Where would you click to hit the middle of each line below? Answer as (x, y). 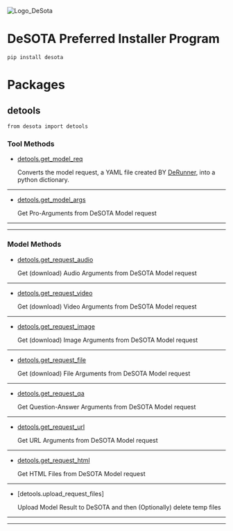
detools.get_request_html (53, 460)
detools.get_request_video (55, 293)
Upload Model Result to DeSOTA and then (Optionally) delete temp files (119, 507)
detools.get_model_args (51, 200)
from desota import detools (48, 126)
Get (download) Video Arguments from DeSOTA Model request (107, 307)
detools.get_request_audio (55, 259)
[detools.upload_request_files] (60, 493)
